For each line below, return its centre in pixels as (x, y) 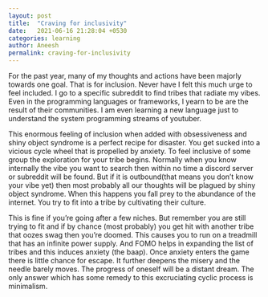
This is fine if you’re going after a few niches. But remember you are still (127, 218)
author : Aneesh (34, 46)
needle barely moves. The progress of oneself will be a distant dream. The (131, 269)
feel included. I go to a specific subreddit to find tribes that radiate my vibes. (134, 93)
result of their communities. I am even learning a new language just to (124, 110)
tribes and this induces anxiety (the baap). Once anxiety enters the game (129, 252)
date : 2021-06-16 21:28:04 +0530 (68, 31)
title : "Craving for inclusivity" (68, 23)
